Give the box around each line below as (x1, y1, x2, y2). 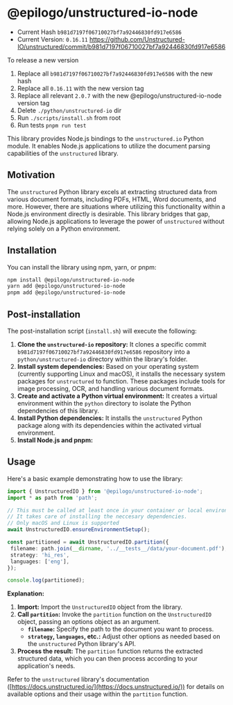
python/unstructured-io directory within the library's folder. (17, 355, 188, 363)
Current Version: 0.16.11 (17, 35, 88, 43)
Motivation (7, 169, 55, 181)
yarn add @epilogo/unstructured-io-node (7, 283, 126, 290)
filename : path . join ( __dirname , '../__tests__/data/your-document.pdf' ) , (10, 545, 228, 552)
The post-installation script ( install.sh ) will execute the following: (7, 327, 197, 335)
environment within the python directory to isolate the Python (17, 399, 191, 407)
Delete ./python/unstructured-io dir (17, 106, 122, 114)
